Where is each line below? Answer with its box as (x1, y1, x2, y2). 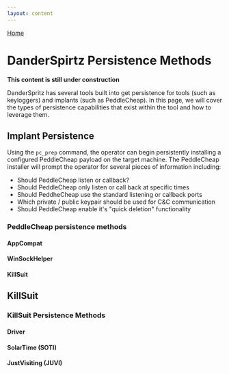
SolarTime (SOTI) (7, 343, 57, 351)
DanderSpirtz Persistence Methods (7, 53, 212, 68)
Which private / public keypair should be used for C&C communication (16, 198, 215, 206)
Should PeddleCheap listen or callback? (16, 176, 130, 185)
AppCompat (7, 239, 43, 247)
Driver (7, 328, 25, 336)
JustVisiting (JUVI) (7, 359, 63, 367)
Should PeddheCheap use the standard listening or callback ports (16, 191, 203, 199)
